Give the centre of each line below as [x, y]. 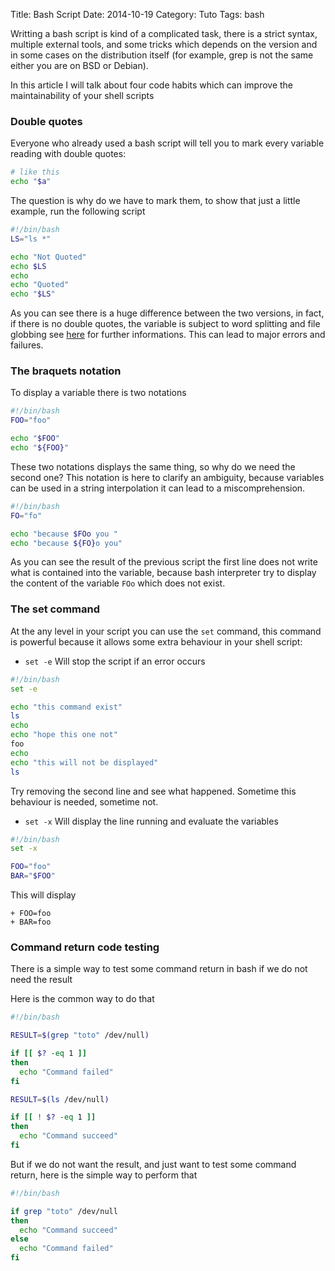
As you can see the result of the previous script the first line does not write [164, 562]
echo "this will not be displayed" [84, 762]
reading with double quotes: [68, 154]
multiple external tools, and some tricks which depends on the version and [164, 44]
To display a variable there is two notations [98, 393]
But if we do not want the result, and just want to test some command [153, 1164]
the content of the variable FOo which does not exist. [118, 583]
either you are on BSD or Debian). [79, 65]
